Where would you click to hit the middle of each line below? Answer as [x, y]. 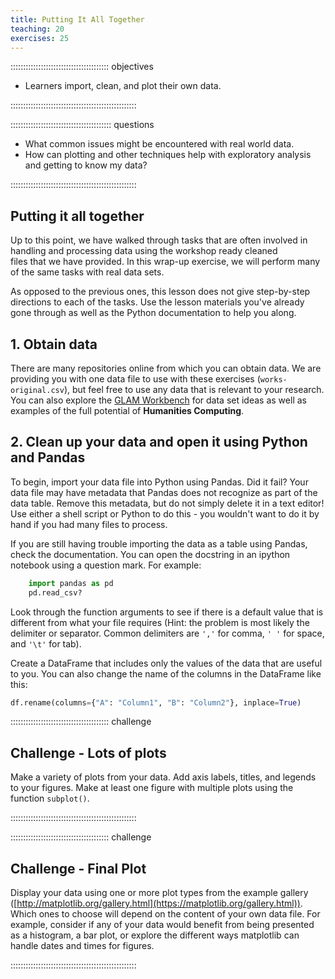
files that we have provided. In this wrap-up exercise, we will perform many [165, 262]
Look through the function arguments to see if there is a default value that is [167, 612]
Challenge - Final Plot [78, 868]
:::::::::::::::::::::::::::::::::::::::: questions [82, 125]
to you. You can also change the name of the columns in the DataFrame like [166, 673]
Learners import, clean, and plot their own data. [123, 86]
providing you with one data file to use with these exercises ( [135, 379]
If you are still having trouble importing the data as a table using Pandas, [159, 543]
